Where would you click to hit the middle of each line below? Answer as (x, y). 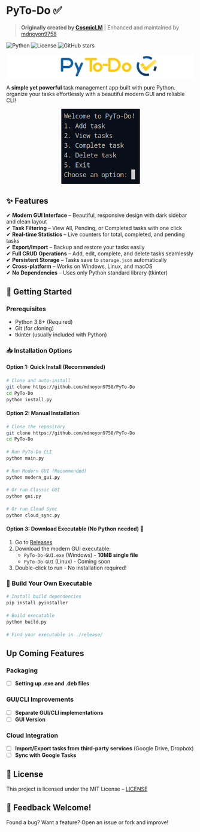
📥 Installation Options (39, 350)
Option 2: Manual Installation (43, 413)
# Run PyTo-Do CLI (29, 452)
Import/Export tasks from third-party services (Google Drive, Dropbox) (104, 748)
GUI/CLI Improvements (40, 699)
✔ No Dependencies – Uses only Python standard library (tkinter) (87, 273)
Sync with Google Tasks (46, 755)
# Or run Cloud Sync (32, 509)
